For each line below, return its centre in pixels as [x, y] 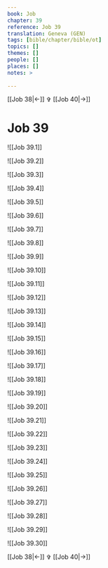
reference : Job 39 [34, 27]
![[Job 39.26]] [27, 489]
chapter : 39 [25, 20]
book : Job [22, 14]
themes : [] [23, 54]
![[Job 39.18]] [27, 379]
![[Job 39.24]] [27, 462]
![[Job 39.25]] [27, 475]
